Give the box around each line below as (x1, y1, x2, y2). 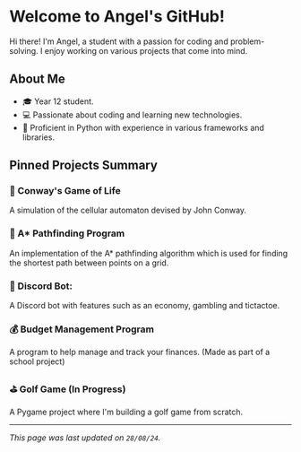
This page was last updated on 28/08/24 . (9, 432, 161, 443)
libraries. (21, 132, 56, 143)
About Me (9, 72, 65, 87)
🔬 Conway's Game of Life (9, 185, 121, 197)
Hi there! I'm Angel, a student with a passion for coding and (9, 36, 228, 47)
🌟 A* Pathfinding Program (9, 227, 125, 239)
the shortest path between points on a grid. (9, 257, 169, 268)
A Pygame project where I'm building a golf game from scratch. (9, 406, 244, 417)
